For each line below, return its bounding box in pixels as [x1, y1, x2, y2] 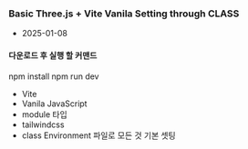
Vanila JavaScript [21, 98, 88, 109]
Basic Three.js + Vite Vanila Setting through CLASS [8, 7, 240, 20]
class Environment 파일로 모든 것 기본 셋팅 [21, 130, 176, 141]
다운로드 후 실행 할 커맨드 [8, 49, 98, 61]
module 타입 [21, 108, 67, 120]
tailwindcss [21, 119, 65, 130]
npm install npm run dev [8, 71, 99, 82]
